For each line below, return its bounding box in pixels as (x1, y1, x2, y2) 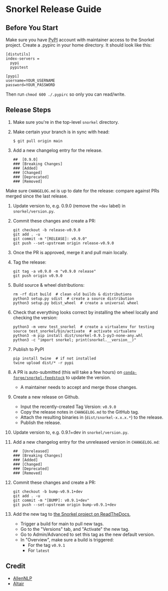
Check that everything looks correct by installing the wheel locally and (12, 309, 158, 315)
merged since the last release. (5, 193, 68, 199)
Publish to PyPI (12, 346, 44, 352)
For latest (27, 547, 49, 553)
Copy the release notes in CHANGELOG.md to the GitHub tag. (20, 409, 139, 415)
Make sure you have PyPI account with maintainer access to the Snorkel (5, 37, 154, 43)
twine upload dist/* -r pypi (12, 360, 74, 365)
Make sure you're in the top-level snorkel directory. (12, 119, 119, 125)
